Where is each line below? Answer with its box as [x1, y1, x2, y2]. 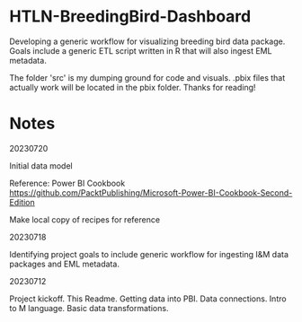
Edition [9, 196, 36, 207]
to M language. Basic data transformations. [9, 302, 169, 313]
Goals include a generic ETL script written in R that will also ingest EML [9, 45, 272, 56]
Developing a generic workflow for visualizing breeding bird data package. [9, 36, 286, 47]
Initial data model [9, 160, 74, 171]
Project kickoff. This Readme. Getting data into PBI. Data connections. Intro [9, 293, 287, 304]
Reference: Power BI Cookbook [9, 178, 126, 188]
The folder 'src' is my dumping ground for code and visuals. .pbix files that [9, 72, 286, 83]
